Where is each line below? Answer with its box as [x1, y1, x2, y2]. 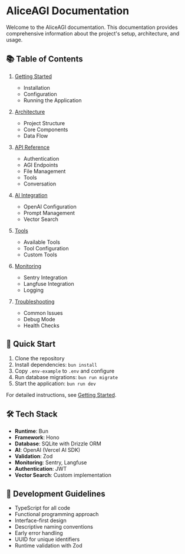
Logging [23, 286, 44, 294]
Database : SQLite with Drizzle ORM [14, 440, 102, 447]
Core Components [23, 126, 68, 133]
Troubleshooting [14, 298, 55, 305]
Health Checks [23, 322, 60, 329]
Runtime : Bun [14, 428, 49, 435]
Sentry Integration [23, 273, 68, 281]
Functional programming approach [14, 511, 99, 518]
